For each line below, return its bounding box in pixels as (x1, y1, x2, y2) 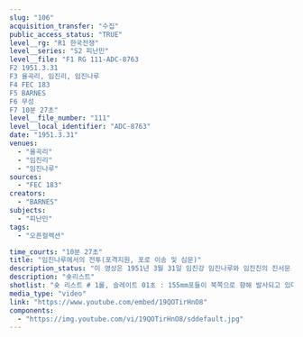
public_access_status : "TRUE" (9, 30, 124, 39)
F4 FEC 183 (9, 80, 50, 89)
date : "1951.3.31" (9, 131, 78, 140)
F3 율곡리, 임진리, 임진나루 (9, 72, 100, 81)
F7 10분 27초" (9, 105, 59, 114)
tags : (9, 223, 30, 232)
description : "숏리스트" (9, 272, 96, 282)
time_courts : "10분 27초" (9, 247, 104, 257)
